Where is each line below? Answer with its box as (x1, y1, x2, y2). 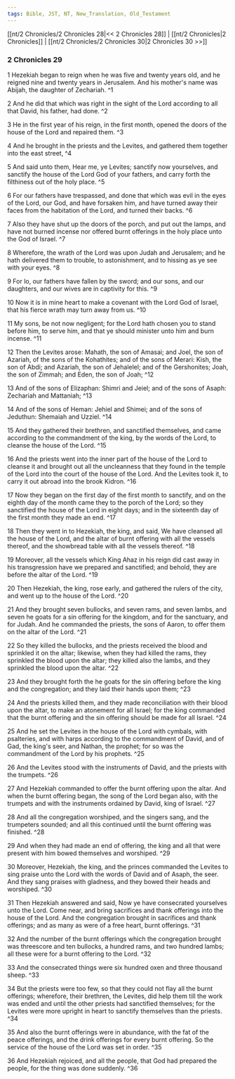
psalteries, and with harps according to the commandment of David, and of (7, 734, 224, 743)
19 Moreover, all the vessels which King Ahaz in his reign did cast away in (7, 555, 220, 564)
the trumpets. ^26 (7, 770, 58, 778)
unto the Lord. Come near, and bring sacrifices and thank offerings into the (7, 906, 224, 914)
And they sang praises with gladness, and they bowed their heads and (7, 877, 210, 885)
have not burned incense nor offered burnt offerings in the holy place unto (7, 227, 222, 236)
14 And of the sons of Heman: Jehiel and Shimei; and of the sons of (7, 405, 203, 413)
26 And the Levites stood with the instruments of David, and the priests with (7, 763, 227, 771)
